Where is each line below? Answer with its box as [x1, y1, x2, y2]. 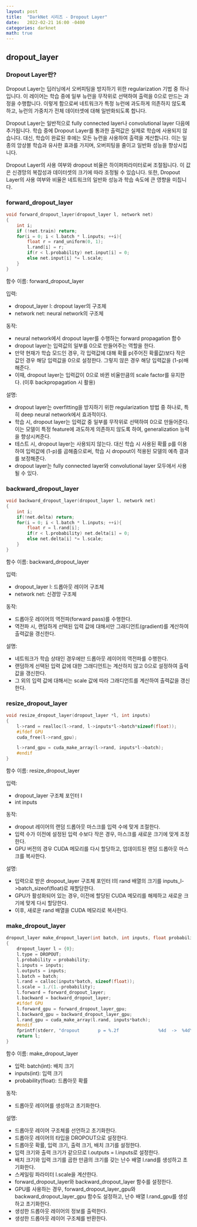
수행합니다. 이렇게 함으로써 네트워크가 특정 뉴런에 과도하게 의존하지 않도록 [16, 100, 186, 107]
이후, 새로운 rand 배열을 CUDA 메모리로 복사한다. [14, 907, 128, 914]
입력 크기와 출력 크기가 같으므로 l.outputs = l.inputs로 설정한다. [14, 1148, 160, 1155]
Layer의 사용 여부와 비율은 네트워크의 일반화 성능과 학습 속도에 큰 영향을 [6, 176, 171, 183]
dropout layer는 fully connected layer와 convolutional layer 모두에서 [14, 462, 176, 469]
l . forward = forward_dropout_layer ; [16, 990, 107, 995]
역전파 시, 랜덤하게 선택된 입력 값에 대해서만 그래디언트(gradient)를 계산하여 [14, 623, 189, 630]
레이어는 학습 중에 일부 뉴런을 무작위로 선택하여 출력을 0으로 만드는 [29, 92, 183, 100]
